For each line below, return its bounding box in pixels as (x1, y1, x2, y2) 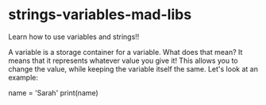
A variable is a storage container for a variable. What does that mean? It (8, 47, 243, 56)
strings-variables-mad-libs (8, 6, 192, 24)
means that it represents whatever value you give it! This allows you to (8, 56, 238, 65)
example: (8, 72, 38, 82)
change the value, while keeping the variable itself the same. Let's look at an (8, 64, 258, 73)
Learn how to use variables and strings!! (8, 32, 140, 41)
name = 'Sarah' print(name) (8, 87, 99, 97)
